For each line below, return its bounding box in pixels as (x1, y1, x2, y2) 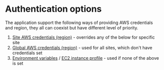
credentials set (12, 50, 43, 56)
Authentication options (5, 3, 102, 15)
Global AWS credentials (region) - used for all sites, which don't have (12, 45, 153, 50)
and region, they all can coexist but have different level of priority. (5, 24, 139, 30)
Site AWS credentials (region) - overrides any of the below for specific (12, 34, 155, 40)
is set (12, 60, 24, 66)
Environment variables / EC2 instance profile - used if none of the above (12, 55, 159, 61)
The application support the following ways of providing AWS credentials (5, 20, 153, 25)
